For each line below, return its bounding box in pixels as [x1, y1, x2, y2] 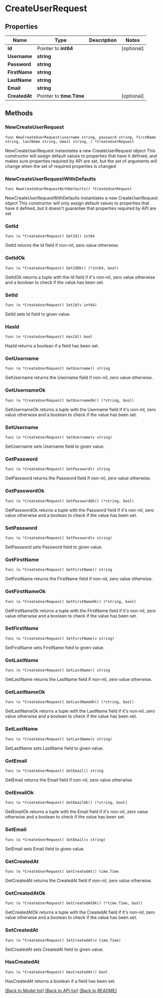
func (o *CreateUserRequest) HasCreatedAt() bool [5, 969, 108, 975]
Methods [5, 109, 33, 118]
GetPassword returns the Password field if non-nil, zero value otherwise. [5, 475, 151, 481]
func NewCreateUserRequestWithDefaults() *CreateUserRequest [5, 186, 132, 191]
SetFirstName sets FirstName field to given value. [5, 644, 105, 650]
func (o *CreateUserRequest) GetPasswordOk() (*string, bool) [5, 499, 134, 503]
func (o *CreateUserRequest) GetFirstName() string [5, 567, 112, 572]
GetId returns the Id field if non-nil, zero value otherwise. [5, 242, 120, 248]
